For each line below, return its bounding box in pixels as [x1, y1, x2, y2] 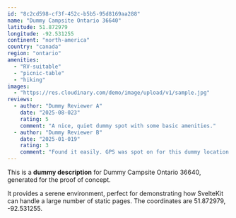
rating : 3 [20, 142, 49, 149]
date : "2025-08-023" [20, 109, 81, 116]
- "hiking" [13, 76, 46, 84]
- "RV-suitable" [13, 63, 61, 70]
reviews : [7, 96, 33, 103]
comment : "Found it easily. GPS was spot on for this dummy [20, 149, 201, 156]
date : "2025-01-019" [20, 135, 81, 142]
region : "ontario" [7, 50, 61, 57]
